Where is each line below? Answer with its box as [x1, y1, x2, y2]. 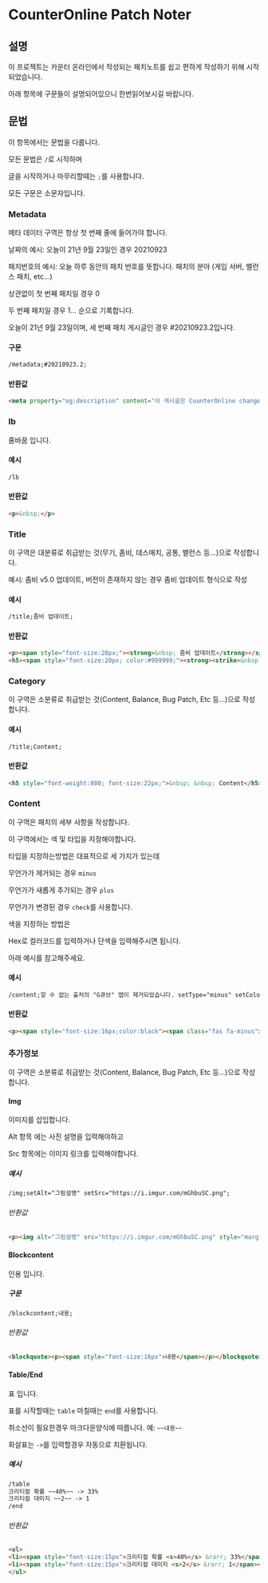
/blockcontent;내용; [8, 1309, 73, 1317]
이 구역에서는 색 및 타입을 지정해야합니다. [8, 834, 136, 843]
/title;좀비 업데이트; [8, 613, 74, 621]
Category [8, 675, 46, 686]
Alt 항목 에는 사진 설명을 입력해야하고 [8, 1132, 124, 1141]
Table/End [8, 1370, 43, 1379]
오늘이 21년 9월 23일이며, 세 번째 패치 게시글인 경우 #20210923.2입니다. [8, 323, 235, 332]
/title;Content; [8, 743, 62, 751]
